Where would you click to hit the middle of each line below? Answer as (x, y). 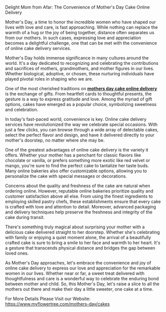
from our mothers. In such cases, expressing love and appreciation (73, 38)
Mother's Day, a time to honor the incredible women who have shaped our (81, 22)
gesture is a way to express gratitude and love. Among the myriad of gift (79, 99)
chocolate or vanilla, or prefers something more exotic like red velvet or (78, 160)
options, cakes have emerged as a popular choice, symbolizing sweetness (81, 104)
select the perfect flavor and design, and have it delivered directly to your (80, 135)
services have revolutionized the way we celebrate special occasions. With (82, 124)
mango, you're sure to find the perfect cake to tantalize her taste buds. (77, 166)
